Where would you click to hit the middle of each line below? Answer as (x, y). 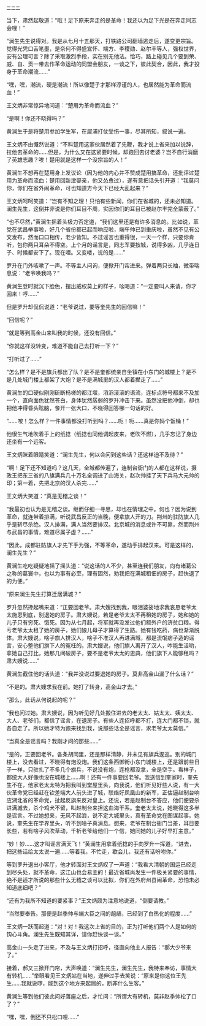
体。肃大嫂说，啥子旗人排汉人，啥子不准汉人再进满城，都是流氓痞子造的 (97, 638)
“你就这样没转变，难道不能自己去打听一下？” (63, 346)
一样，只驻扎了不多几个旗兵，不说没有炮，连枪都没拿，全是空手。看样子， (105, 769)
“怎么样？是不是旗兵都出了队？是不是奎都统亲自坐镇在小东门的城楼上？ (96, 372)
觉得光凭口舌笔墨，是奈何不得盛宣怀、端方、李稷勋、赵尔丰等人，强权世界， (103, 48)
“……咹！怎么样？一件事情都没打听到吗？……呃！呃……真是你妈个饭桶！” (97, 421)
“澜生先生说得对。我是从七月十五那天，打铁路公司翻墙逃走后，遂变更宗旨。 (102, 41)
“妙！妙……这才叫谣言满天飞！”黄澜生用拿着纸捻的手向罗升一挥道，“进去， (101, 844)
